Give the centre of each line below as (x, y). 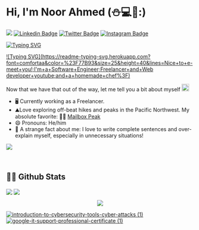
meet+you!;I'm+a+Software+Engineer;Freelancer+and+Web (80, 69)
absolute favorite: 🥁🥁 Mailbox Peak (57, 116)
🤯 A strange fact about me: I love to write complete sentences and (96, 129)
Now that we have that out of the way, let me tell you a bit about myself (93, 89)
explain (24, 135)
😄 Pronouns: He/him (41, 123)
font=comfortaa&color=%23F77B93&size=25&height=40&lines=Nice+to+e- (99, 63)
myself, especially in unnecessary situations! (89, 135)
